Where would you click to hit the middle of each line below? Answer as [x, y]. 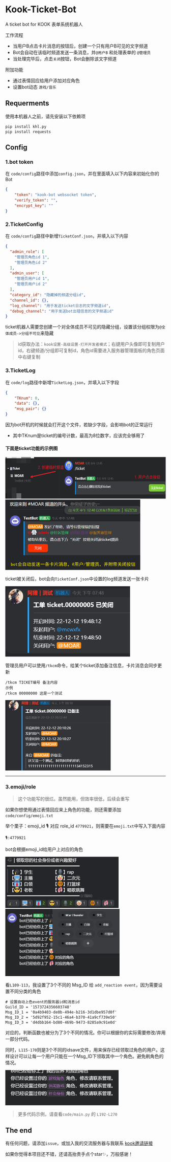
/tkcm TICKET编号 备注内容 [32, 683]
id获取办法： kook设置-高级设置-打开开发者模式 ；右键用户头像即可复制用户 [91, 344]
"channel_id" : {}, [30, 300]
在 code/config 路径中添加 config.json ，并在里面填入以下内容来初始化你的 [82, 174]
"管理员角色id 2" [31, 262]
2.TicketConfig [24, 224]
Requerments [27, 103]
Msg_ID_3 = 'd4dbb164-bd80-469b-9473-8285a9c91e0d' [61, 1022]
